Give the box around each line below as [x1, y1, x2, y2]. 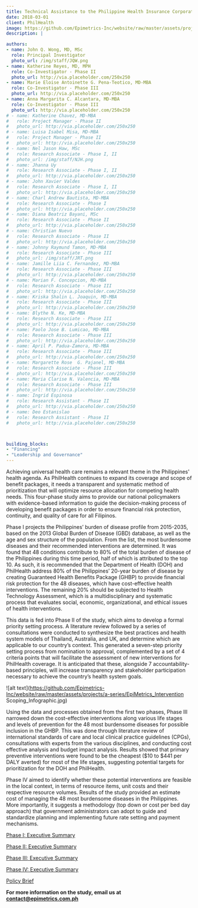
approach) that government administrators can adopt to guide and [6, 808, 167, 815]
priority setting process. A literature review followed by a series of [6, 623, 166, 629]
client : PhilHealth [6, 19, 54, 25]
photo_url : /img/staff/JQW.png [11, 57, 88, 64]
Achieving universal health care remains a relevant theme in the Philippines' [6, 468, 190, 475]
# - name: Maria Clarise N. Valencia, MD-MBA [6, 376, 120, 382]
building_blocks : [6, 441, 49, 447]
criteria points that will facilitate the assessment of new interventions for [6, 654, 181, 661]
